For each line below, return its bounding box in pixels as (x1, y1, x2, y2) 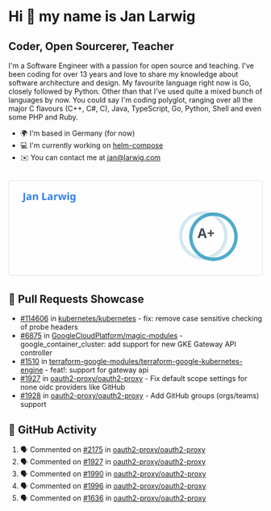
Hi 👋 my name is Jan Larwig (8, 7, 196, 26)
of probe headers (19, 322, 78, 332)
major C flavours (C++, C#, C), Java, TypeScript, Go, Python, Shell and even (8, 104, 262, 113)
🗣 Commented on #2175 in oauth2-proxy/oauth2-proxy (19, 445, 206, 454)
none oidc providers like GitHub (19, 383, 126, 392)
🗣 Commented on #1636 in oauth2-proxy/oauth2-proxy (19, 493, 206, 503)
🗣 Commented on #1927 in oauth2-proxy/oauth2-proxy (19, 457, 206, 467)
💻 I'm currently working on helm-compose (19, 140, 164, 150)
